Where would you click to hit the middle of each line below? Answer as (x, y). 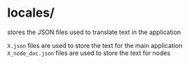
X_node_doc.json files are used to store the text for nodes (89, 53)
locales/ (31, 13)
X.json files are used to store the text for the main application (95, 45)
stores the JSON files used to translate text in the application (94, 32)
